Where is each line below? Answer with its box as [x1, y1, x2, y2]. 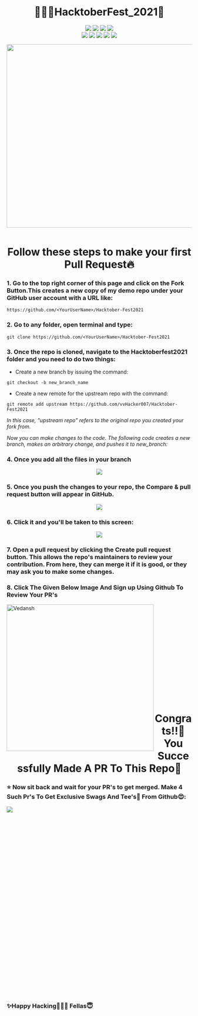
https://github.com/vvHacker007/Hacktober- [69, 402, 178, 408]
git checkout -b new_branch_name [6, 380, 89, 386]
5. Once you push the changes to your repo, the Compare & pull [6, 483, 191, 491]
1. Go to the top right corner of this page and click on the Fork [6, 279, 184, 287]
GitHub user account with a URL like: [6, 294, 113, 302]
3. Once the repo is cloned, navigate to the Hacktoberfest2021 [6, 348, 187, 356]
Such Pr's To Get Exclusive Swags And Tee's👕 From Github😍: [6, 793, 187, 801]
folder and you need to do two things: [6, 355, 116, 363]
